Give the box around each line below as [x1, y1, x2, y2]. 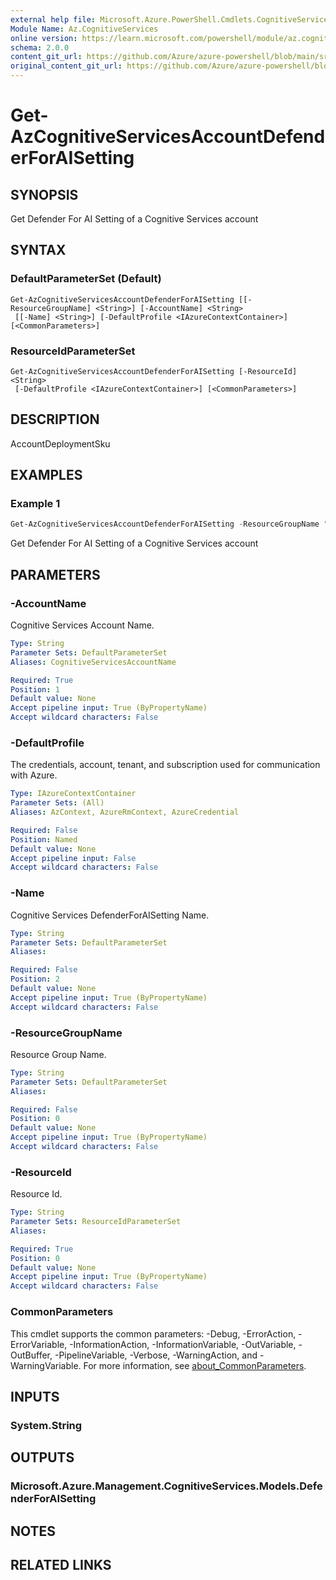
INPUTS [10, 1388, 60, 1405]
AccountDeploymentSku [10, 437, 111, 450]
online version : [10, 33, 78, 43]
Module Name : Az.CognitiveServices [10, 24, 159, 34]
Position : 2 [10, 974, 60, 985]
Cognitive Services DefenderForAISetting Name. [10, 909, 210, 921]
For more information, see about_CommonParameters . [83, 1359, 307, 1371]
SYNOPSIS [10, 186, 79, 203]
